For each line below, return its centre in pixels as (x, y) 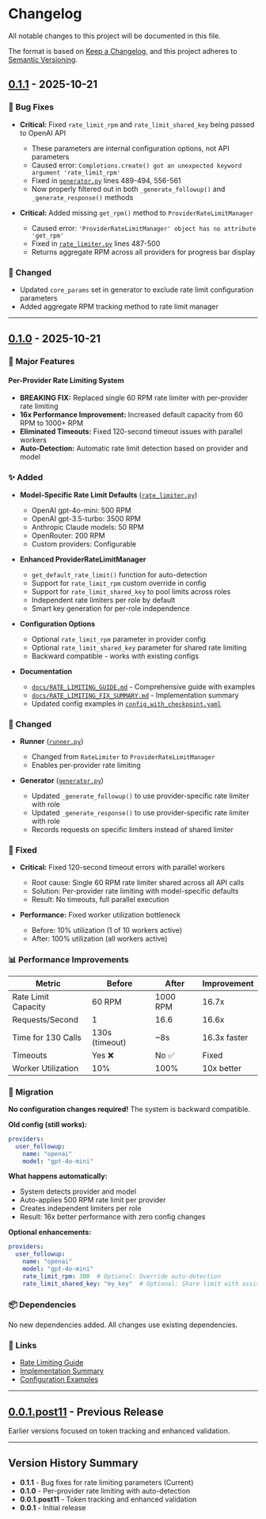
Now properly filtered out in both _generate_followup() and (128, 189)
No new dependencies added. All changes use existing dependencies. (123, 1325)
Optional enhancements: (50, 1232)
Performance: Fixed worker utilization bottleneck (100, 915)
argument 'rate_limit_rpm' (76, 173)
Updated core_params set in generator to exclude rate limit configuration (137, 290)
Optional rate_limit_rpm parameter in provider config (119, 639)
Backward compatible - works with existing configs (115, 656)
